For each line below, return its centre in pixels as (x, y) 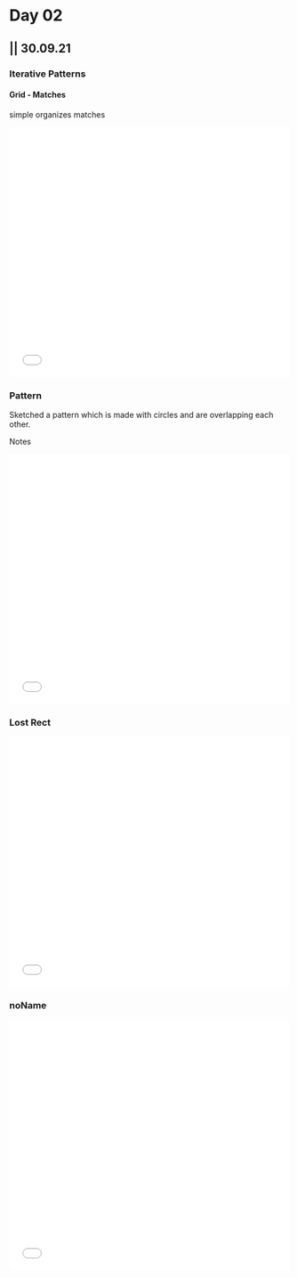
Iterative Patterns (48, 74)
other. (20, 424)
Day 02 (36, 16)
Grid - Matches (38, 95)
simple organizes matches (57, 114)
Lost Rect (30, 722)
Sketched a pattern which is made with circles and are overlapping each (141, 415)
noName (28, 1006)
